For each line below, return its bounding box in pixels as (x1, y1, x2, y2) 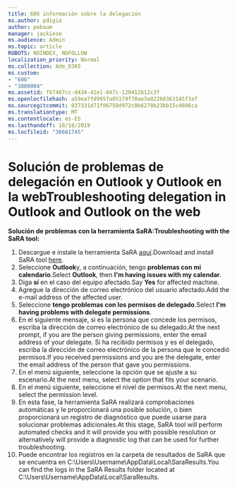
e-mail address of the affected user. (18, 293, 123, 302)
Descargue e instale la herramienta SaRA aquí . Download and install (18, 248, 214, 257)
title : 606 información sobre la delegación (8, 10, 141, 18)
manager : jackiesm (8, 30, 62, 37)
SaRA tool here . (18, 255, 64, 264)
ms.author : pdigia (8, 17, 62, 24)
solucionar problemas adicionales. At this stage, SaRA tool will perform (18, 420, 223, 429)
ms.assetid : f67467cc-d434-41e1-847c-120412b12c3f (8, 89, 160, 96)
